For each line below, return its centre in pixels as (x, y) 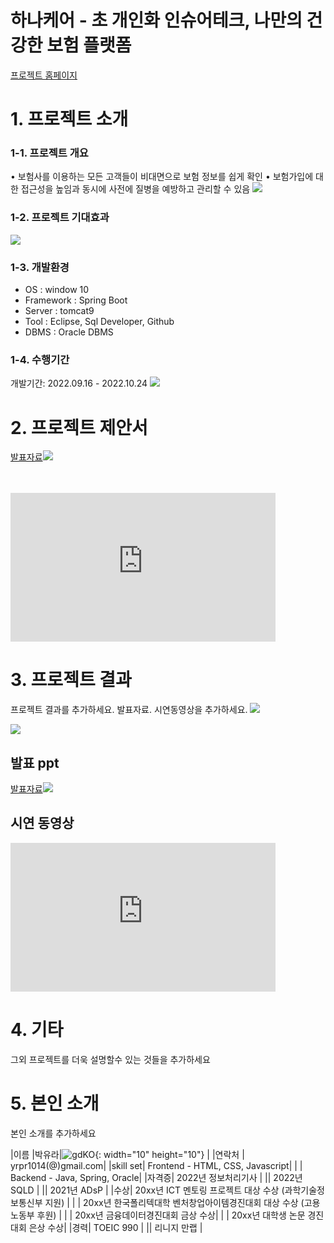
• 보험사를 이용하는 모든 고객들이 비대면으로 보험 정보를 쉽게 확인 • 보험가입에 (162, 177)
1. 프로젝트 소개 (69, 119)
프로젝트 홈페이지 (44, 75)
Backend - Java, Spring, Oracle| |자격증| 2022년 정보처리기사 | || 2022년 (156, 1177)
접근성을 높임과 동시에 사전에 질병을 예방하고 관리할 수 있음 (135, 189)
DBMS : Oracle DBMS (69, 332)
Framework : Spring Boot (76, 300)
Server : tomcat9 (59, 311)
